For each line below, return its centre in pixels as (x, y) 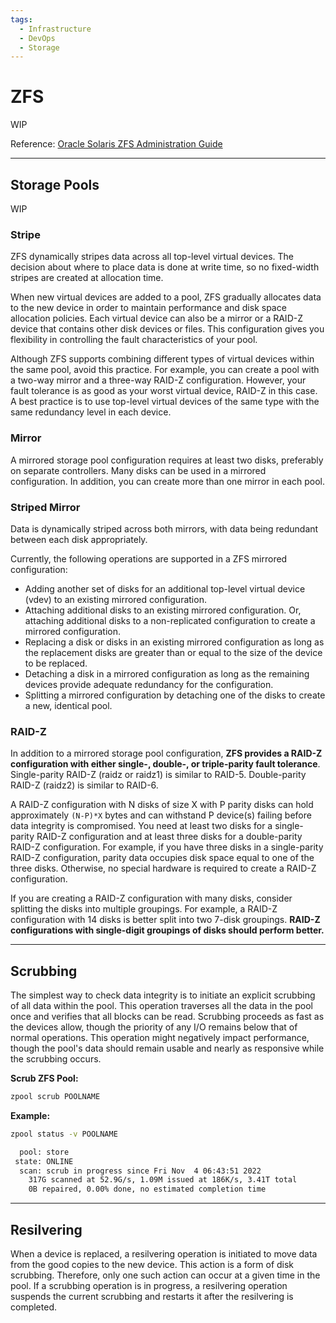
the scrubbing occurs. (56, 1059)
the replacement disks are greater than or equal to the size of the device (173, 652)
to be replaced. (56, 663)
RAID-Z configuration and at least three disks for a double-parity (169, 837)
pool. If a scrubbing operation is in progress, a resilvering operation (149, 1285)
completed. (33, 1307)
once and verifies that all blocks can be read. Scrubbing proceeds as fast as (167, 1016)
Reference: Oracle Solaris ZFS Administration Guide (116, 144)
